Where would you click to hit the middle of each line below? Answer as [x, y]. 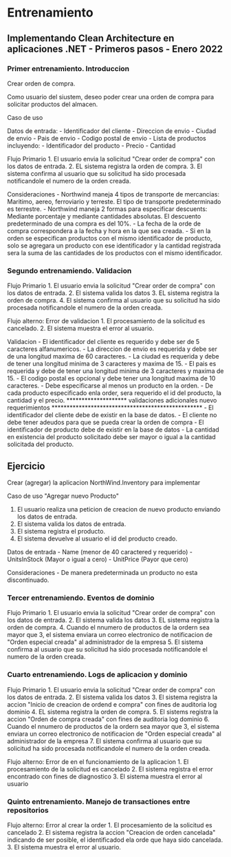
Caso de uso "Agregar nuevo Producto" [63, 496]
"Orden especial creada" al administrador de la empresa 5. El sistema [106, 642]
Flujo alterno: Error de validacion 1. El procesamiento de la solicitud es [106, 321]
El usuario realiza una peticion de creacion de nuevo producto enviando [119, 509]
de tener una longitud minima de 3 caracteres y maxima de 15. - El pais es [112, 364]
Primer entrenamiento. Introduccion [68, 68]
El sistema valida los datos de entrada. [71, 524]
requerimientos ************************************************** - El [111, 407]
